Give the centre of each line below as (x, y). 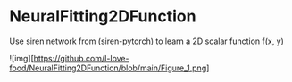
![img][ (21, 58)
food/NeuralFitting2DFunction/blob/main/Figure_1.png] (109, 68)
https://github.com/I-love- (81, 58)
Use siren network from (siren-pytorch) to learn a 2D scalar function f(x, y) (146, 41)
